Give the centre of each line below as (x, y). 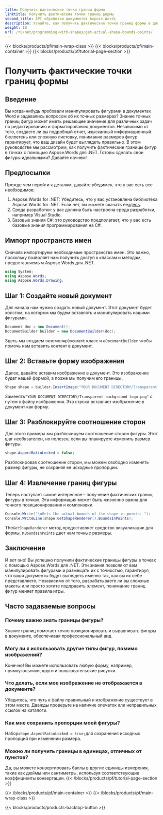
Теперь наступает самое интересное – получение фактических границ (79, 495)
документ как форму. (27, 407)
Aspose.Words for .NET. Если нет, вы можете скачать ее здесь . (77, 204)
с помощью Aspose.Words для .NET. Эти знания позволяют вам (71, 565)
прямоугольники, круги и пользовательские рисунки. (61, 670)
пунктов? (16, 757)
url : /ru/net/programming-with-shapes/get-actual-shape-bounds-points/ (79, 32)
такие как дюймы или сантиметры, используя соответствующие (72, 773)
